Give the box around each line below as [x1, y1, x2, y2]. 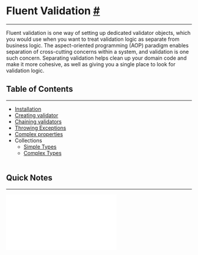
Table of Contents [6, 84, 74, 94]
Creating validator [14, 111, 58, 119]
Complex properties [14, 130, 63, 137]
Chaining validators [14, 118, 62, 125]
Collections [14, 137, 42, 144]
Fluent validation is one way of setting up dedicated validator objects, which [6, 29, 191, 36]
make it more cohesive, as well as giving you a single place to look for [6, 60, 176, 67]
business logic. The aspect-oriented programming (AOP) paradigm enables [6, 41, 189, 49]
